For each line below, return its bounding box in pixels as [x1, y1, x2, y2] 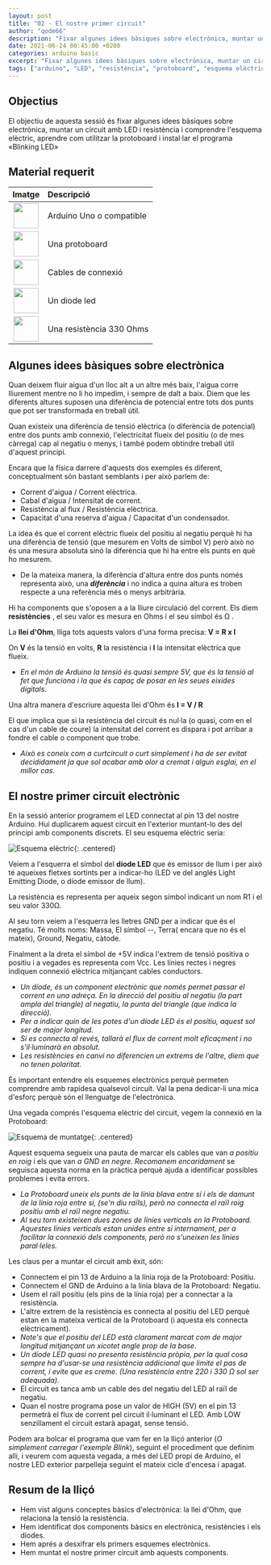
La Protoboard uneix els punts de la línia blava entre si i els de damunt [19, 1190, 255, 1199]
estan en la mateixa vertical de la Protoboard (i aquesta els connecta [19, 1315, 248, 1325]
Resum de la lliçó [8, 1483, 95, 1497]
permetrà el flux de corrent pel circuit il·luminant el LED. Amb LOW [19, 1410, 241, 1419]
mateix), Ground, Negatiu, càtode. [8, 933, 121, 943]
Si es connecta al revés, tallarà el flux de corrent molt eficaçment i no [19, 1034, 252, 1043]
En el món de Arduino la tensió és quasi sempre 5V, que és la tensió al [19, 667, 254, 677]
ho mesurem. [8, 555, 52, 565]
